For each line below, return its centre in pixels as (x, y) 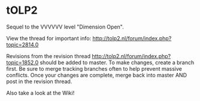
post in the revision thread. (39, 81)
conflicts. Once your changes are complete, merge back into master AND (97, 75)
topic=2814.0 (22, 45)
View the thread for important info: (49, 38)
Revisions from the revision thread (49, 56)
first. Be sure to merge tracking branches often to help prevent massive (94, 68)
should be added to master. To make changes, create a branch (117, 62)
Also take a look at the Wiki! (40, 93)
